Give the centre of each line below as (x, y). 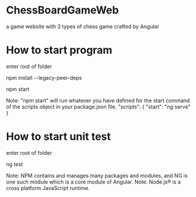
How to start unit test (59, 137)
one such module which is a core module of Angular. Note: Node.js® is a (93, 182)
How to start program (59, 50)
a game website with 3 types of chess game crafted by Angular (83, 26)
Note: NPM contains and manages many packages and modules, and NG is (97, 175)
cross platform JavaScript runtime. (48, 188)
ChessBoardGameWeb (62, 10)
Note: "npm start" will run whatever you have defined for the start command (98, 100)
